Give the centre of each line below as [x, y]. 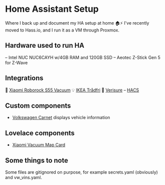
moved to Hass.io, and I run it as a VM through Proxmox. [62, 30]
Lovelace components [40, 133]
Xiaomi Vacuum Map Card [39, 145]
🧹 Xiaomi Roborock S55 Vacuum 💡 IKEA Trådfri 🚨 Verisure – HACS [72, 90]
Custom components [38, 106]
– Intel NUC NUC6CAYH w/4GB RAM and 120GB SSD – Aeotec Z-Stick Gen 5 [83, 57]
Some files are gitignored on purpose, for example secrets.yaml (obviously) [82, 172]
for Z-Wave [16, 62]
